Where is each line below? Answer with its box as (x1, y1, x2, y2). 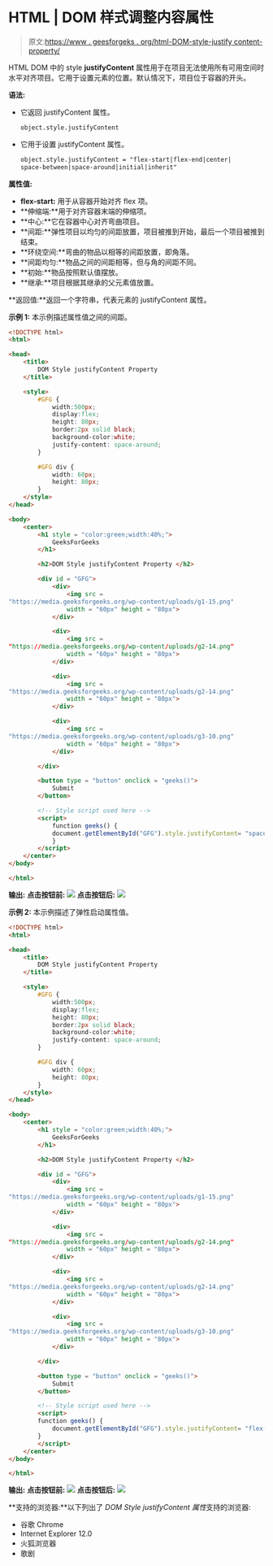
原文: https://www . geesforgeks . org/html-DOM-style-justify (28, 37, 233, 46)
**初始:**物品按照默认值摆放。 (19, 267, 123, 277)
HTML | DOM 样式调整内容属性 (8, 8, 214, 27)
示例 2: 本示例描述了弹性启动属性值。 (8, 907, 133, 916)
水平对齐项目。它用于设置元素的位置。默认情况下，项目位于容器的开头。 (8, 72, 250, 82)
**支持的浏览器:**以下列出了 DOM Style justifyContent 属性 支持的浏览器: (8, 1503, 251, 1512)
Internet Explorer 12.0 (19, 1529, 93, 1538)
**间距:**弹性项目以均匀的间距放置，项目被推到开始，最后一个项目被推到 (19, 226, 265, 237)
